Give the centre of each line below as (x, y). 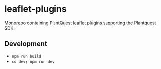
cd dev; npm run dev (33, 61)
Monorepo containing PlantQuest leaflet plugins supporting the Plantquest (80, 23)
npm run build (26, 56)
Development (26, 44)
